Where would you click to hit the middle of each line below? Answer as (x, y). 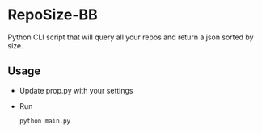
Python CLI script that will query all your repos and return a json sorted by (131, 37)
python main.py (45, 121)
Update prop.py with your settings (76, 90)
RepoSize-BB (53, 15)
